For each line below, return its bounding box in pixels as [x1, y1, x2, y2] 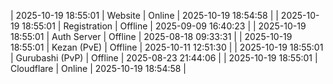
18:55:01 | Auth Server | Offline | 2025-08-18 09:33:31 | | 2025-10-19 [10, 31, 293, 42]
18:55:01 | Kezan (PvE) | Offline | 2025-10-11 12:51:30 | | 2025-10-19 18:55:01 [10, 41, 324, 53]
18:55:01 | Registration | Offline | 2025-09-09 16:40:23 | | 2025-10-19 [21, 20, 307, 32]
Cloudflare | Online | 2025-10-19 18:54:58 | [10, 63, 187, 74]
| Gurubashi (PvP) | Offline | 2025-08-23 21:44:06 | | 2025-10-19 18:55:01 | [10, 52, 318, 64]
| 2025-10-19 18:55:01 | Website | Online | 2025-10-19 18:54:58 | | [10, 10, 279, 21]
